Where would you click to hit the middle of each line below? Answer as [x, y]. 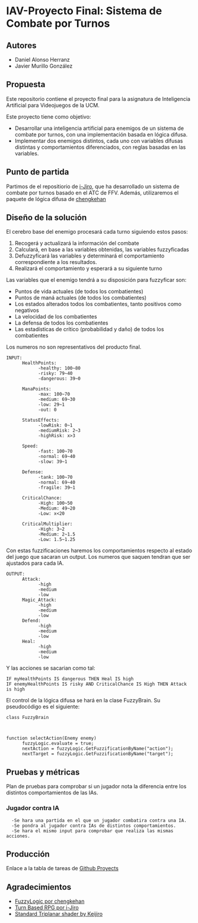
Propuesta [26, 85]
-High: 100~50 [55, 503]
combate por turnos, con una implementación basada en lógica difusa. [101, 134]
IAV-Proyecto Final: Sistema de [84, 11]
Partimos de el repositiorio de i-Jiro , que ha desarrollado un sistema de [93, 186]
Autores [21, 45]
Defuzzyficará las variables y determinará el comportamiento [90, 256]
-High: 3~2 [51, 529]
